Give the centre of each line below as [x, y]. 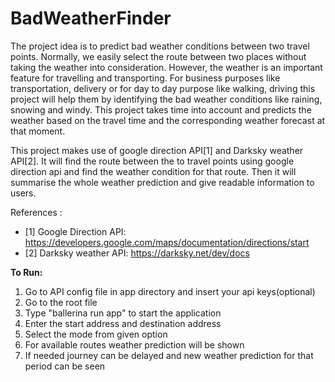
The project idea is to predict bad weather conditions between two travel [160, 46]
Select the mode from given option [96, 334]
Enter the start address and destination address [123, 323]
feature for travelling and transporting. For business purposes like [145, 78]
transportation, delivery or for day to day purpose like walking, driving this [163, 88]
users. [23, 193]
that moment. [38, 131]
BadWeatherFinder [91, 18]
